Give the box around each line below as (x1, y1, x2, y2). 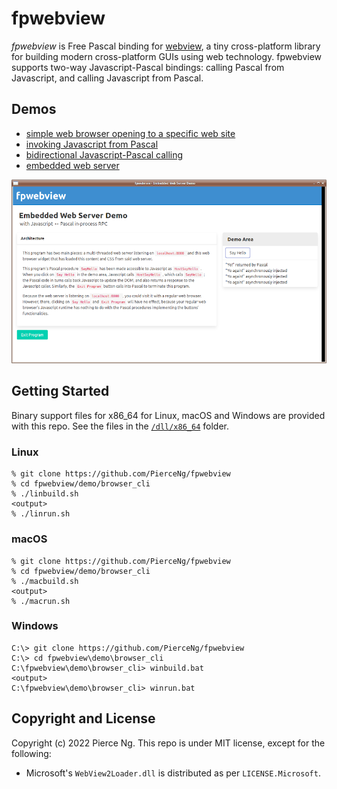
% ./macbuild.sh (11, 576, 79, 586)
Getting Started (11, 383, 110, 400)
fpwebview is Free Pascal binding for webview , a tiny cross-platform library (11, 40, 321, 52)
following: (11, 747, 52, 759)
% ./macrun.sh (11, 596, 71, 606)
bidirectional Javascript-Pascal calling (25, 148, 184, 161)
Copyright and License (11, 710, 156, 727)
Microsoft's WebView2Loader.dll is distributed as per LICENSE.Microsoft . (25, 767, 321, 779)
